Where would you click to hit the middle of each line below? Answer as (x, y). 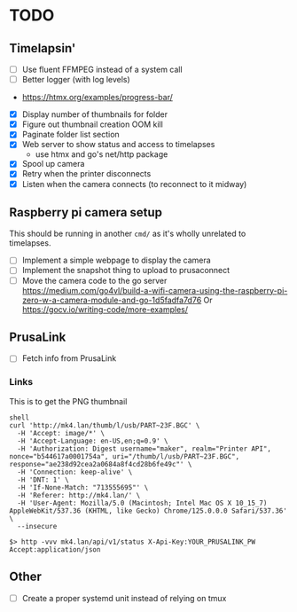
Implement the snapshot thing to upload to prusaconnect (126, 271)
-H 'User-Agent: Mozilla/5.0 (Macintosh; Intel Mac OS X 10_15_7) (142, 503)
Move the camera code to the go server (94, 280)
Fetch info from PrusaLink (69, 358)
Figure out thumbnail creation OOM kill (93, 124)
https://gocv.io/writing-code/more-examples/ (105, 309)
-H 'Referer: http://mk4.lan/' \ (79, 495)
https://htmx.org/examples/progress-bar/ (97, 98)
